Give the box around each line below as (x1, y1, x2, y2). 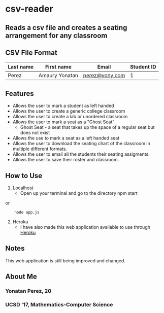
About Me (5, 272, 37, 281)
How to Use (5, 171, 43, 180)
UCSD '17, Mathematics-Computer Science (5, 301, 113, 308)
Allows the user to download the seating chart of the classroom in (12, 141, 151, 147)
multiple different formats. (12, 146, 68, 152)
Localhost (12, 185, 34, 191)
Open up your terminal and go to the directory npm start (20, 190, 138, 196)
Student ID (130, 63, 156, 71)
